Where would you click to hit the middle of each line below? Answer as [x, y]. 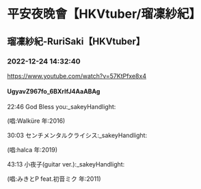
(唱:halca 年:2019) [32, 150]
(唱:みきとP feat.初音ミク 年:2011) [54, 179]
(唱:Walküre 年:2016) [36, 121]
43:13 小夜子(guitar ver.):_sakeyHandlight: [66, 164]
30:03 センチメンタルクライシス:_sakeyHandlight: [77, 135]
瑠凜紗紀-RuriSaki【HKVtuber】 [76, 41]
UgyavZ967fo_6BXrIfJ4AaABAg [54, 91]
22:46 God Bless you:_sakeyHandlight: [62, 107]
